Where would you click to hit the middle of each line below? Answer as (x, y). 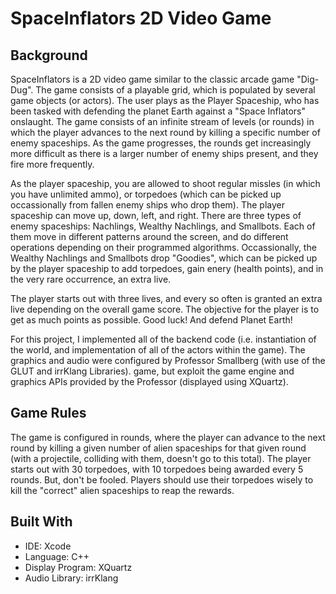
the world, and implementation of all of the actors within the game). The (158, 350)
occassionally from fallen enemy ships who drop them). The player (147, 205)
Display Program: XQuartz (78, 567)
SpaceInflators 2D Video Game (141, 18)
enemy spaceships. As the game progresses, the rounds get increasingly (161, 143)
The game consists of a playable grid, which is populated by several (175, 90)
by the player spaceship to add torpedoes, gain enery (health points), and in (167, 268)
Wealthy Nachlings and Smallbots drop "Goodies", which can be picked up (164, 258)
